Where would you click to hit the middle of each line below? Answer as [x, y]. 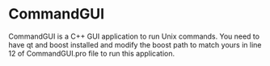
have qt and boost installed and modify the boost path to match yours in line [135, 44]
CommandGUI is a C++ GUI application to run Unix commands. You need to [134, 36]
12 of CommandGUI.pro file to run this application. [92, 53]
